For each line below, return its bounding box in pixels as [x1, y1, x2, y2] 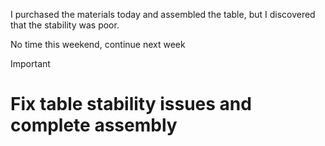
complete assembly [10, 114, 178, 137]
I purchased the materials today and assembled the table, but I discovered [10, 9, 316, 20]
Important [10, 58, 51, 69]
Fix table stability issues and [10, 93, 252, 116]
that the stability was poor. [10, 19, 120, 31]
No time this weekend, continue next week [10, 39, 186, 50]
